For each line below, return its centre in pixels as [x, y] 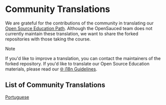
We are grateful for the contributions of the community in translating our [79, 23]
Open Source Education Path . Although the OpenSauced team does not [79, 28]
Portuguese [17, 97]
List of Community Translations [55, 85]
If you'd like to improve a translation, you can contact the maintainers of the [83, 58]
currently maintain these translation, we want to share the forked [72, 33]
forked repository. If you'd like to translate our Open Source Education [77, 63]
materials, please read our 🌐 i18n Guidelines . [51, 69]
